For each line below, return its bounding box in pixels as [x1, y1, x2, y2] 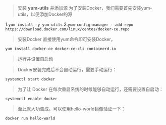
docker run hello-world [5, 116, 56, 121]
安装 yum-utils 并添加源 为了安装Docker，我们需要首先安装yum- [17, 5, 152, 11]
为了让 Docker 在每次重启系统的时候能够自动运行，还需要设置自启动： [17, 86, 163, 92]
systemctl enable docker [5, 96, 58, 101]
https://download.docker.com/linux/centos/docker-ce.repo [5, 27, 130, 32]
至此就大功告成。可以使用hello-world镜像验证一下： [17, 106, 126, 112]
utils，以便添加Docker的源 [17, 11, 73, 17]
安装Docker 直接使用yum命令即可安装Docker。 [17, 36, 116, 42]
